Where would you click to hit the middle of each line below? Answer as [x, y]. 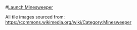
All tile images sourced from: [35, 17]
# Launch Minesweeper [29, 7]
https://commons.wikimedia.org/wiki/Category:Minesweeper [68, 22]
